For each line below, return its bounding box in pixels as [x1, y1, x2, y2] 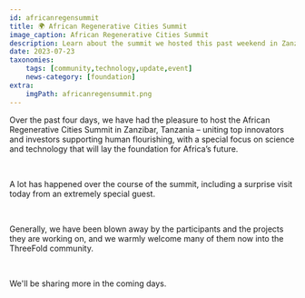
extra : [9, 81, 34, 90]
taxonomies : [9, 55, 54, 65]
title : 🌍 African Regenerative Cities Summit [9, 22, 188, 31]
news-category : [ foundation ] [25, 73, 136, 82]
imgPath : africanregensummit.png [25, 89, 152, 98]
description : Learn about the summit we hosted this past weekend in [9, 38, 279, 48]
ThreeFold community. [9, 243, 93, 253]
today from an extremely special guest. [9, 188, 156, 199]
